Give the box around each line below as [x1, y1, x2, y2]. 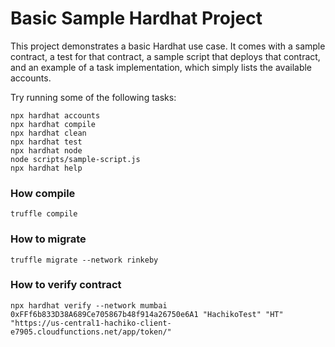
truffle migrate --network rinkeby [10, 255, 159, 265]
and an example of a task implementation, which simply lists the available [10, 61, 313, 73]
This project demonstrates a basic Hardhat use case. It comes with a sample [10, 40, 326, 52]
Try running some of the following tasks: [10, 91, 177, 103]
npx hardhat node [10, 145, 83, 156]
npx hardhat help [10, 163, 83, 173]
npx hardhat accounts [10, 110, 101, 121]
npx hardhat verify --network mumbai [10, 300, 168, 311]
